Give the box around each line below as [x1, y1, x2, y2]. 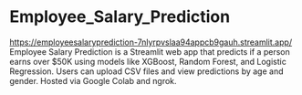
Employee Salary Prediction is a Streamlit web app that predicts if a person [9, 46, 290, 57]
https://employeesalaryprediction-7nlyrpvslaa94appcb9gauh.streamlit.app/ [9, 37, 293, 47]
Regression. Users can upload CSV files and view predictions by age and [9, 66, 284, 77]
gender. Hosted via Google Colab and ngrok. [9, 75, 177, 86]
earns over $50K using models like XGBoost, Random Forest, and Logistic [9, 56, 287, 67]
